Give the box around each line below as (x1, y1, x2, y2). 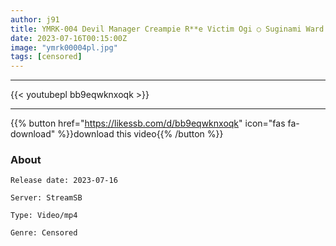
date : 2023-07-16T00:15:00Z (10, 33, 128, 43)
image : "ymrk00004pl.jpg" (10, 42, 118, 53)
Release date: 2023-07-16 (10, 176, 118, 186)
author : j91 (10, 14, 60, 25)
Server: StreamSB (10, 193, 83, 203)
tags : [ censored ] (10, 52, 83, 62)
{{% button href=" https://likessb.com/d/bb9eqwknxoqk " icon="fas (10, 117, 286, 130)
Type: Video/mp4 (10, 211, 78, 221)
